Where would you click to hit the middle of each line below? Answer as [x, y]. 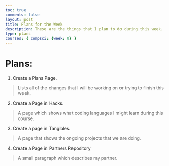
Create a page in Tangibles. [42, 128]
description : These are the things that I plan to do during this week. [84, 29]
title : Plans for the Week [34, 24]
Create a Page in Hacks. [38, 103]
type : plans [18, 34]
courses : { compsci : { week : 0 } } [41, 39]
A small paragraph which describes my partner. [68, 158]
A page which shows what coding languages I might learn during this [90, 113]
